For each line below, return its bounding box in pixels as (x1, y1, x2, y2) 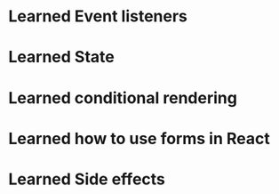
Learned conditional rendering (8, 87, 237, 108)
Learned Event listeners (8, 6, 188, 27)
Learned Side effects (8, 169, 166, 189)
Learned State (8, 47, 115, 68)
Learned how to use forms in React (8, 128, 270, 149)
